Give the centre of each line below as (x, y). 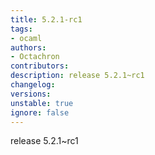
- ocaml (26, 38)
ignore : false (40, 112)
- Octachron (35, 57)
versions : (31, 94)
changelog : (33, 85)
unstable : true (42, 103)
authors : (28, 47)
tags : (21, 29)
